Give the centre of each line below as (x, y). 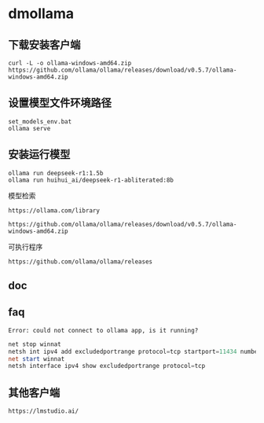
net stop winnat (35, 344)
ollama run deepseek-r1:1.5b (56, 173)
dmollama (41, 14)
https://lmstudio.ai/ (44, 411)
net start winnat (37, 359)
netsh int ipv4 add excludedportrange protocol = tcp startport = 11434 (123, 351)
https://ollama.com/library (54, 210)
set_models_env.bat (40, 121)
